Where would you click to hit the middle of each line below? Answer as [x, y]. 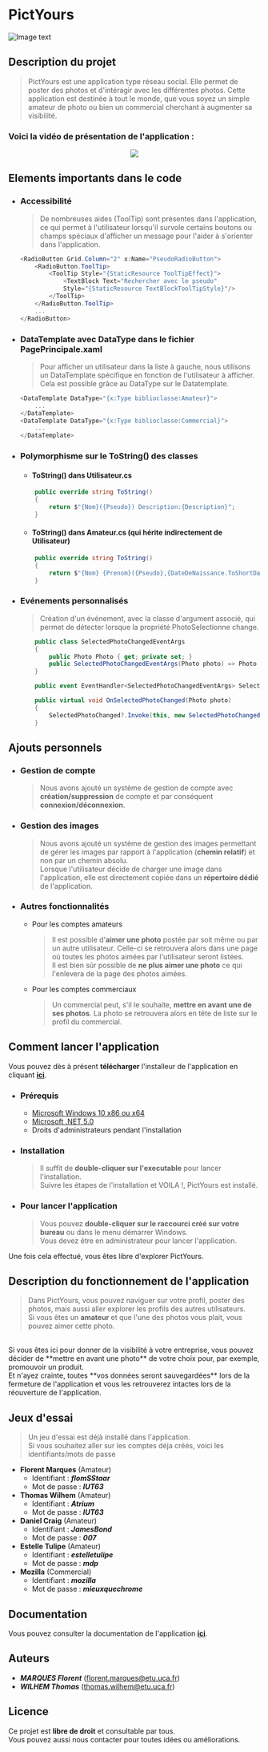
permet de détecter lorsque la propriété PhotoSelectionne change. [149, 627]
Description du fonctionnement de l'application [129, 1281]
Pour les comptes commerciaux [84, 989]
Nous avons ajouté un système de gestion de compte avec [136, 788]
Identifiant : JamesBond [72, 1529]
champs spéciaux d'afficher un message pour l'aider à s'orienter [146, 236]
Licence [29, 1712]
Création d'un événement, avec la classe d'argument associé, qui [148, 618]
